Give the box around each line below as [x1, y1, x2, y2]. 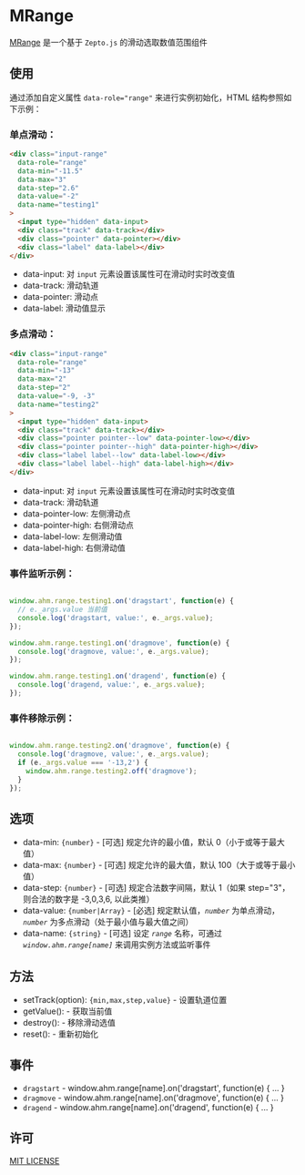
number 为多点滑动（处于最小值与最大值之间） [22, 916, 194, 927]
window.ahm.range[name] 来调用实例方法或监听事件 [22, 939, 211, 950]
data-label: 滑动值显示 [22, 302, 107, 314]
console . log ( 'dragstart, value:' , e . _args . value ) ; [17, 613, 214, 622]
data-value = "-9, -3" [17, 392, 96, 401]
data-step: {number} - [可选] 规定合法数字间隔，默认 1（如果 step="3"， [22, 883, 290, 894]
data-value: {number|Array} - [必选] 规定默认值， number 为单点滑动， [22, 905, 280, 916]
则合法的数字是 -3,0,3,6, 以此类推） [22, 894, 155, 904]
